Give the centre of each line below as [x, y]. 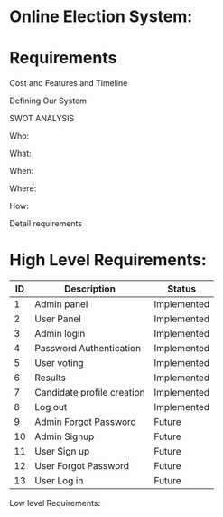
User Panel [58, 319]
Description [90, 289]
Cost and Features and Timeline [69, 83]
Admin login [60, 334]
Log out [51, 407]
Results [50, 378]
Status [181, 289]
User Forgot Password [82, 466]
